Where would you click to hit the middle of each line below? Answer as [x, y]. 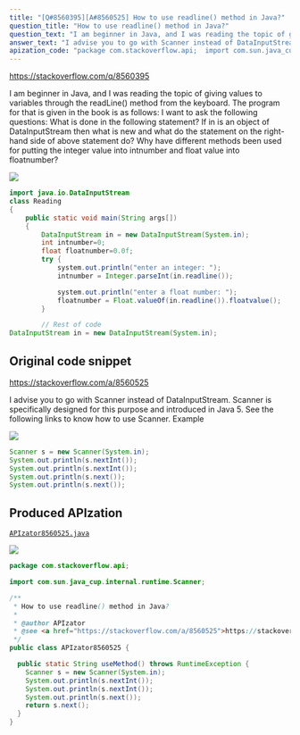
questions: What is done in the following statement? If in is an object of [139, 122]
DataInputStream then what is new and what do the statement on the [136, 131]
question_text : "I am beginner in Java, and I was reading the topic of [147, 34]
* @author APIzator [50, 623]
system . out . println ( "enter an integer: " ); [139, 268]
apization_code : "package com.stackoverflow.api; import [119, 51]
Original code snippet [71, 361]
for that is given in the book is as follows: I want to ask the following [133, 113]
